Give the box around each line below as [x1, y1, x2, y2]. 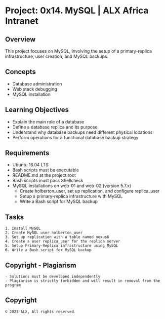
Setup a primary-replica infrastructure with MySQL [19, 193, 123, 199]
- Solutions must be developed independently [5, 274, 100, 279]
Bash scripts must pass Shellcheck [12, 178, 84, 184]
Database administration [12, 80, 62, 86]
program [5, 283, 21, 288]
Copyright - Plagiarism [5, 261, 77, 269]
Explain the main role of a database [12, 119, 84, 124]
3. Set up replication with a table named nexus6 [5, 235, 110, 239]
